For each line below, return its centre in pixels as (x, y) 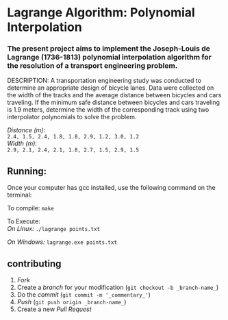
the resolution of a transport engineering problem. (92, 66)
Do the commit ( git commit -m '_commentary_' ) (84, 295)
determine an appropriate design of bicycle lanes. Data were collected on (111, 88)
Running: (27, 171)
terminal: (20, 195)
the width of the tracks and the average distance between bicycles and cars (114, 95)
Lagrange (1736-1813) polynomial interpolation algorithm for (110, 58)
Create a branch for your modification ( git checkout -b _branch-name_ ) (118, 287)
